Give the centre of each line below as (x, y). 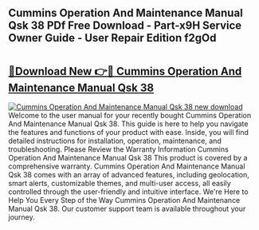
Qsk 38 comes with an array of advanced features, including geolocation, (129, 174)
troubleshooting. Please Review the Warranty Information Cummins (118, 149)
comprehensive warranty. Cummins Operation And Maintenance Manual (127, 166)
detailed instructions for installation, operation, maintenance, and (115, 141)
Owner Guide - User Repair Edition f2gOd (112, 38)
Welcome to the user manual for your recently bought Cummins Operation (130, 115)
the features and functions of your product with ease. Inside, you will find (129, 132)
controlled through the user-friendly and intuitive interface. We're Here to (128, 192)
